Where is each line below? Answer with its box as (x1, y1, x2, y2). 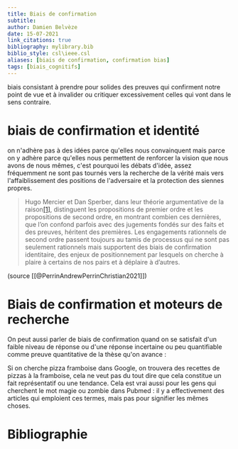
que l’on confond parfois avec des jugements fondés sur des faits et (24, 220, 225, 228)
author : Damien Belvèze (7, 23, 78, 31)
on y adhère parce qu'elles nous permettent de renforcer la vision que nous (7, 153, 229, 162)
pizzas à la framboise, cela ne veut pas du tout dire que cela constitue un (7, 371, 222, 379)
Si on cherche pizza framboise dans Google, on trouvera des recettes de (7, 363, 220, 372)
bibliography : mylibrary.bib (7, 43, 94, 50)
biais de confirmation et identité (7, 122, 200, 138)
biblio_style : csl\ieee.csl (7, 50, 91, 57)
